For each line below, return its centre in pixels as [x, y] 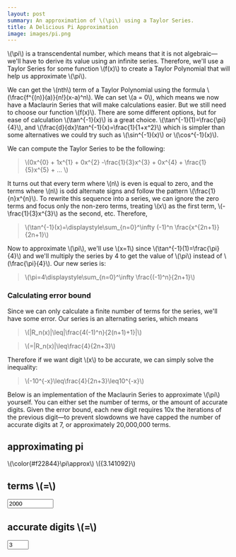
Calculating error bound [49, 295]
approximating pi [46, 446]
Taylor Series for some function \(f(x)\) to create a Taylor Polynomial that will [119, 69]
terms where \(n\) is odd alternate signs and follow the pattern [98, 191]
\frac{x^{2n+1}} [197, 228]
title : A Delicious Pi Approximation [63, 27]
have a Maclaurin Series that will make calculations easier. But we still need [117, 105]
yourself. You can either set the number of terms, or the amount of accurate [118, 402]
